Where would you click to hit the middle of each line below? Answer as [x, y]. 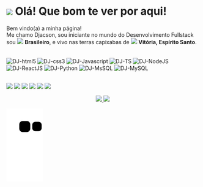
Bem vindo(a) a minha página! [44, 28]
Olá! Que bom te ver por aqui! [91, 11]
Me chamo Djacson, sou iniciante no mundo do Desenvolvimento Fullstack [100, 34]
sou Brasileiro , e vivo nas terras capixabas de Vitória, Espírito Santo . [102, 42]
